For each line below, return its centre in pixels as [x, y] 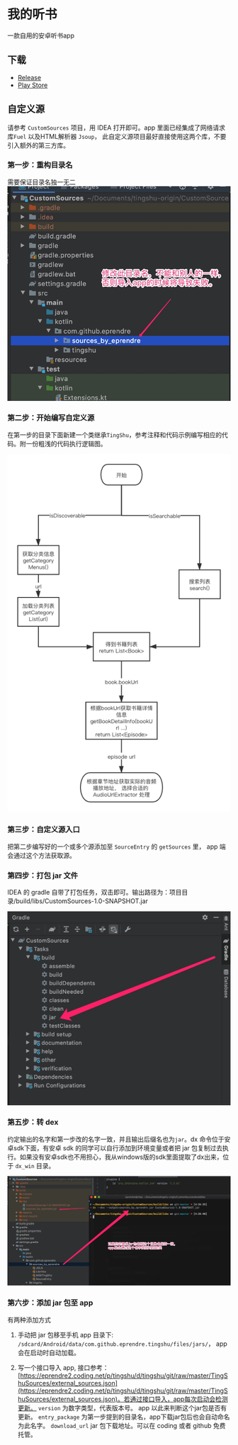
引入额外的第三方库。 [38, 145]
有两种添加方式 [29, 1320]
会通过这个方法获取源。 [41, 855]
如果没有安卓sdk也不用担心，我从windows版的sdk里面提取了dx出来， [121, 1157]
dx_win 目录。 [35, 1165]
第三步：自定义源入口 [44, 829]
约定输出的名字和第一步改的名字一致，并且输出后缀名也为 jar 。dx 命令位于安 [119, 1139]
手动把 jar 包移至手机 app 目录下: [66, 1334]
